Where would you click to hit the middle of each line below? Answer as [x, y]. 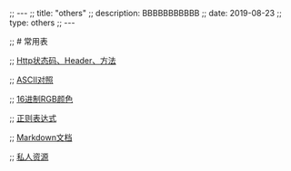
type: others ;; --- [42, 23]
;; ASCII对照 [31, 80]
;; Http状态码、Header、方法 [63, 61]
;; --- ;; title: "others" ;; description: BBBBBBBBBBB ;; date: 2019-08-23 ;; [145, 13]
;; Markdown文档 [41, 138]
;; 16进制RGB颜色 [41, 99]
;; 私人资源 [29, 157]
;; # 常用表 [29, 41]
